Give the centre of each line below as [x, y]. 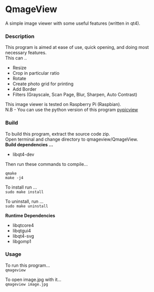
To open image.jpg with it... [33, 279]
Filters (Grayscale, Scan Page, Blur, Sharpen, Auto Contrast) [75, 95]
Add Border [24, 89]
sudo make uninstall [27, 206]
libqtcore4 [23, 225]
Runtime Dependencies [30, 215]
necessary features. [26, 53]
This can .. [16, 58]
